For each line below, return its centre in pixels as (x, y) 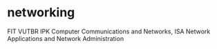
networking (41, 13)
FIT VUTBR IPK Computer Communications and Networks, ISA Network (109, 31)
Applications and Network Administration (66, 38)
